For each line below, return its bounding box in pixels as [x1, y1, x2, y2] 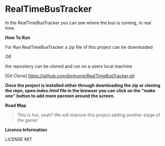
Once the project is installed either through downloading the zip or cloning [5, 82, 161, 88]
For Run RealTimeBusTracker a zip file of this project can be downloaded [5, 44, 153, 50]
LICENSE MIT [5, 136, 33, 142]
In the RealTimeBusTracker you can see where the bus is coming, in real [5, 20, 152, 26]
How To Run [5, 35, 31, 40]
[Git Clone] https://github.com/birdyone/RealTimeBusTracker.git [5, 73, 134, 78]
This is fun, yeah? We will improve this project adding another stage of [17, 112, 160, 118]
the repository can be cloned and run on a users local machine [5, 63, 132, 69]
